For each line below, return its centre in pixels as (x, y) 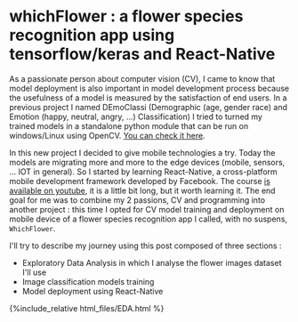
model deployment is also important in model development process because (149, 88)
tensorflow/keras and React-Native (142, 54)
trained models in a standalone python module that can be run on (129, 125)
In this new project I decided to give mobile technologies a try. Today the (142, 152)
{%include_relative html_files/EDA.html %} (87, 308)
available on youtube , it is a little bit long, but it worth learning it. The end (142, 190)
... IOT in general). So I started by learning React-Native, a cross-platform (143, 172)
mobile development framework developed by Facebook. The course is (140, 181)
